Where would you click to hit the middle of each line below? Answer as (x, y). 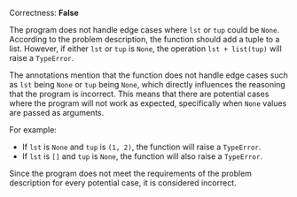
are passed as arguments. (57, 113)
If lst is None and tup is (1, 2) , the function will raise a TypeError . (141, 147)
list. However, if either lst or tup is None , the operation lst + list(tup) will (145, 49)
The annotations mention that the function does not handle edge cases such (148, 75)
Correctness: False (44, 13)
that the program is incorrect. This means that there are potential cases (139, 94)
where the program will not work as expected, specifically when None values (148, 103)
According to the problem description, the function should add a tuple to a (145, 39)
